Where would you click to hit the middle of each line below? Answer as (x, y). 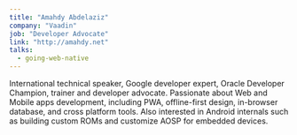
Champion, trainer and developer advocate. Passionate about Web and (138, 93)
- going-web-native (53, 58)
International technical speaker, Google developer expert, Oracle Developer (147, 83)
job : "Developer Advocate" (59, 34)
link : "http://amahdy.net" (59, 42)
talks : (21, 50)
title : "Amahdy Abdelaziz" (59, 17)
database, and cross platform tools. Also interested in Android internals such (149, 112)
